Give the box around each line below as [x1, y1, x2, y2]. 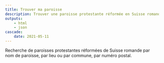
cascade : [5, 30, 23, 34]
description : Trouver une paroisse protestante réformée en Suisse [5, 12, 145, 16]
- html [14, 20, 27, 26]
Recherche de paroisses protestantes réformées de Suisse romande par [5, 47, 150, 53]
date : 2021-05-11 [14, 34, 49, 39]
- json [14, 25, 27, 30]
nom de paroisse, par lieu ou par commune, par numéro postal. [5, 52, 132, 58]
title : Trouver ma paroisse [5, 7, 62, 12]
